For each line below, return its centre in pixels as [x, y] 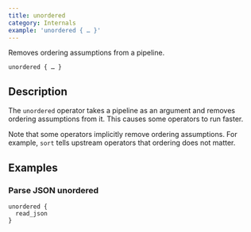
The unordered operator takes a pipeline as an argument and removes [122, 111]
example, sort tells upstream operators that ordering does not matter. [122, 143]
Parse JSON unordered [54, 190]
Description [38, 91]
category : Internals [42, 23]
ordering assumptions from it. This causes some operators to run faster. [126, 119]
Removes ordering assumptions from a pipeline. [87, 53]
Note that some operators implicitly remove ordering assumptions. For [123, 135]
